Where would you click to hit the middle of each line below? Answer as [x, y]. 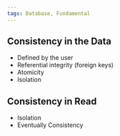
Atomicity [31, 72]
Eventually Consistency [50, 125]
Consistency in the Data [59, 42]
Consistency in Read [52, 101]
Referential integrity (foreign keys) [65, 65]
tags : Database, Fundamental [49, 13]
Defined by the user [45, 58]
